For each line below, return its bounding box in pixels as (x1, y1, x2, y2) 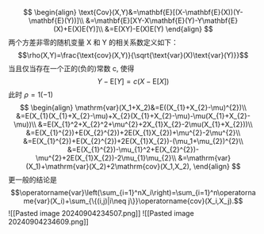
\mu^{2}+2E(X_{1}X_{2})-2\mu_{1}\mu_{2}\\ (35, 153, 177, 162)
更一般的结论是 (8, 175, 57, 184)
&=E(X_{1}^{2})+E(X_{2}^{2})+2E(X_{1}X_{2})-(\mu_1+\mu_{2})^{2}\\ (22, 137, 244, 145)
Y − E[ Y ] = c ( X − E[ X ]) (97, 77, 170, 86)
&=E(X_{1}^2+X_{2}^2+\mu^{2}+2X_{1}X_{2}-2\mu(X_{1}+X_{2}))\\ (38, 119, 254, 129)
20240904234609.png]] (8, 217, 89, 226)
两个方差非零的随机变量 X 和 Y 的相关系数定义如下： (8, 38, 178, 47)
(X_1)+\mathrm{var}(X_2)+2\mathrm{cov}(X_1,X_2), (25, 162, 192, 171)
